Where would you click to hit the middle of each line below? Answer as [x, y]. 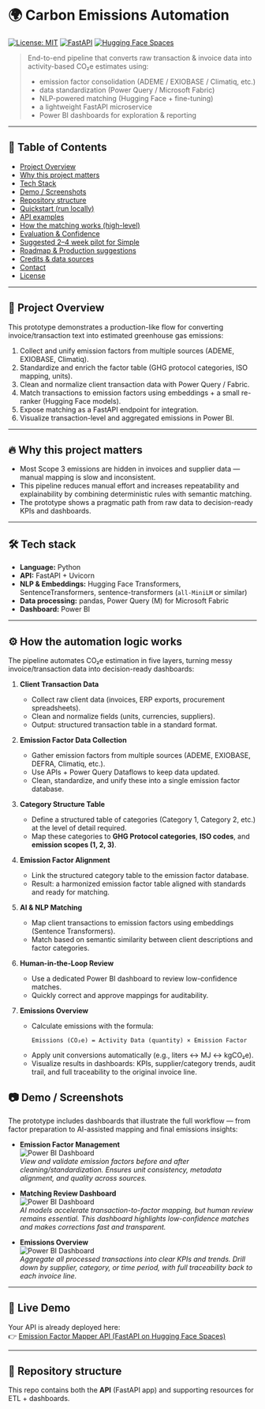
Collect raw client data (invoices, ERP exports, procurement [128, 699]
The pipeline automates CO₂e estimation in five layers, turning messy [120, 660]
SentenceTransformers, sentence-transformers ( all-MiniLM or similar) [133, 593]
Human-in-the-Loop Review [67, 963]
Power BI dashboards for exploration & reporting [118, 115]
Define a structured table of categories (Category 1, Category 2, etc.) [144, 819]
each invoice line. [48, 1275]
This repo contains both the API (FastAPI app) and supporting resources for [131, 1390]
